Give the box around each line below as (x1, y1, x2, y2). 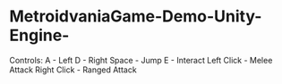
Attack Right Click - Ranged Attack (9, 64, 137, 75)
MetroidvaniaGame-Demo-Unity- (9, 6, 262, 27)
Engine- (9, 25, 70, 46)
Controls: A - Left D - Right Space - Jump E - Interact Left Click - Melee (9, 55, 273, 65)
